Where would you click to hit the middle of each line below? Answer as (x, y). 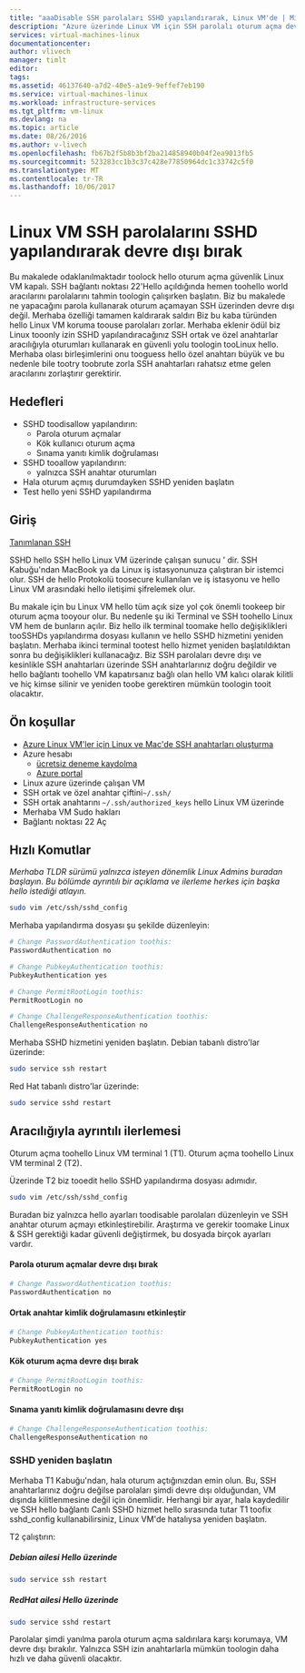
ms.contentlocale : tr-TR (56, 178)
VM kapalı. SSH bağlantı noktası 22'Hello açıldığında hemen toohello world (149, 287)
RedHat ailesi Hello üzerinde (64, 1600)
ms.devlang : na (38, 119)
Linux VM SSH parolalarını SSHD (134, 232)
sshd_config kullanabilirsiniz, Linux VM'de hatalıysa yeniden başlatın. (138, 1519)
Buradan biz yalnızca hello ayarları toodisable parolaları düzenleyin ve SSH (149, 1214)
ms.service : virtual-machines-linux (79, 94)
